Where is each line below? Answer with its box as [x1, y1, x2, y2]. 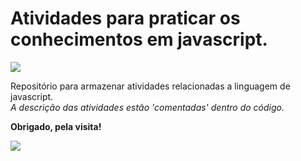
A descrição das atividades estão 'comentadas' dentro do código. [10, 101, 285, 113]
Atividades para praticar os [10, 7, 241, 30]
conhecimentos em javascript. [10, 28, 268, 51]
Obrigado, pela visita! [10, 120, 102, 132]
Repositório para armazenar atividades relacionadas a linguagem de [10, 80, 291, 92]
